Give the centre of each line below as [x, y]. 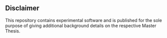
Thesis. [13, 31]
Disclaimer [22, 8]
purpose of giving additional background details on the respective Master [81, 25]
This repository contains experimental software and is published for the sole [84, 20]
